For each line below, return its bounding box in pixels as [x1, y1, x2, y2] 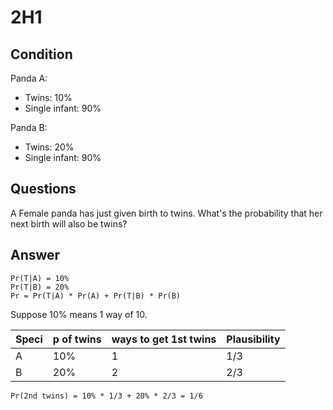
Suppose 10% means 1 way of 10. [10, 308, 148, 320]
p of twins [52, 332, 102, 346]
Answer [10, 247, 61, 264]
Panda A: [10, 72, 48, 84]
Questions [10, 181, 77, 198]
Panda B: [10, 122, 48, 133]
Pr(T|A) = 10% [10, 273, 70, 283]
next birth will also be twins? [10, 217, 128, 230]
